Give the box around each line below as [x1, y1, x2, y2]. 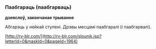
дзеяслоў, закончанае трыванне [5, 15, 74, 21]
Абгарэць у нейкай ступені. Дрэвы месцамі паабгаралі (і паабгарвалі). [5, 24, 152, 30]
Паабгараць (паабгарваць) [5, 4, 71, 11]
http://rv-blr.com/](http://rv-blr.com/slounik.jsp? [6, 33, 102, 39]
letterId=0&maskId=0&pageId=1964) [5, 38, 78, 44]
